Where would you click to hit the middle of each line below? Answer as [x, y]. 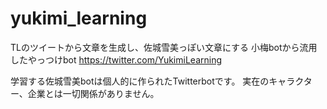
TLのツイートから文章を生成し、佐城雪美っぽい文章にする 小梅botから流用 [164, 47]
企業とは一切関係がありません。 [93, 93]
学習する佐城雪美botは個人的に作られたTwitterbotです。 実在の [140, 81]
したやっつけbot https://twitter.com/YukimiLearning [116, 59]
